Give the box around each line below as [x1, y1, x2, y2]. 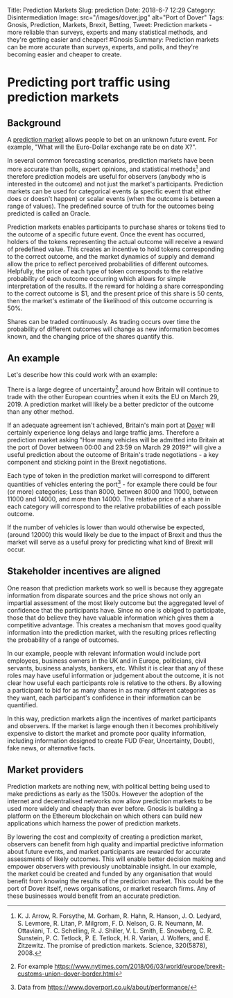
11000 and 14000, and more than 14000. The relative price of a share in [7, 494, 211, 503]
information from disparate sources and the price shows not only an [7, 591, 201, 599]
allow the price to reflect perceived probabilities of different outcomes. [7, 259, 209, 268]
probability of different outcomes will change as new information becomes [7, 325, 220, 333]
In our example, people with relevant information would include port [7, 649, 201, 657]
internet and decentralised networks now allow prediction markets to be [7, 797, 213, 805]
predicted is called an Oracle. [7, 209, 92, 218]
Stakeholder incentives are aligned [7, 565, 161, 577]
